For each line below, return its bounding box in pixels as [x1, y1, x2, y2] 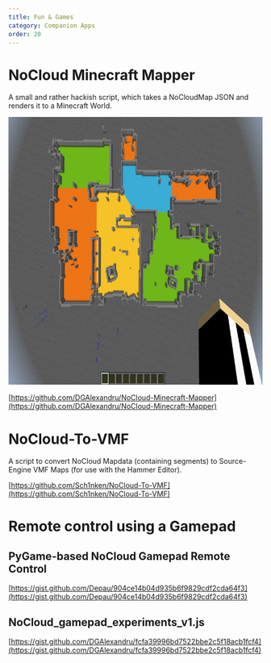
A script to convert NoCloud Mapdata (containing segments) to [8, 457, 218, 466]
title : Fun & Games [8, 13, 74, 21]
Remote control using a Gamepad [8, 517, 236, 536]
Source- [219, 457, 247, 466]
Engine [8, 465, 32, 475]
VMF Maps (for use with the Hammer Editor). [33, 465, 182, 475]
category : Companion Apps [8, 21, 95, 30]
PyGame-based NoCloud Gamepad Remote [8, 549, 231, 563]
